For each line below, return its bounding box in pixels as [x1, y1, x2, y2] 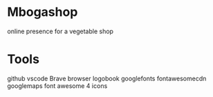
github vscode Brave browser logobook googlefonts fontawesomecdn [7, 74, 207, 82]
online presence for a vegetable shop [7, 27, 114, 35]
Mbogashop [7, 4, 78, 20]
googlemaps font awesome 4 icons [7, 81, 108, 90]
